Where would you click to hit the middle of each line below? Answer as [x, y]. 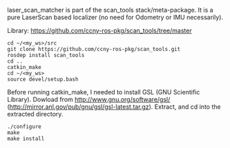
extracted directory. [35, 114]
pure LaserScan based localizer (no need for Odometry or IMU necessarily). [115, 17]
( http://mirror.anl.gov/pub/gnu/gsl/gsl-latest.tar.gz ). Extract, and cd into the [114, 107]
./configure [24, 127]
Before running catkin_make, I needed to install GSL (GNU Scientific [104, 92]
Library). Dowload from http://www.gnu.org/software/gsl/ [89, 99]
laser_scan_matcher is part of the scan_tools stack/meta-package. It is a [110, 10]
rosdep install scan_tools [46, 55]
